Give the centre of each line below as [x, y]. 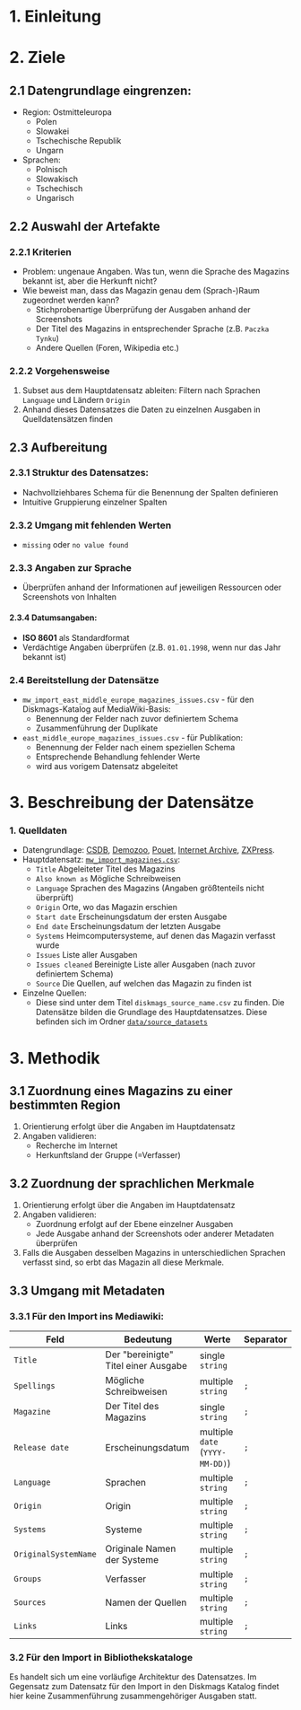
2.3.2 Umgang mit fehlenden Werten [90, 525]
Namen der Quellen [146, 1602]
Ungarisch [55, 198]
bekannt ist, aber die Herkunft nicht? [90, 281]
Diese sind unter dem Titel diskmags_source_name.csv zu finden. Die [160, 1003]
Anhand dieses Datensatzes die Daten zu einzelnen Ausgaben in [142, 409]
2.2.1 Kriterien [40, 251]
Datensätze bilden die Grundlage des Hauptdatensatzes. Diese [151, 1013]
